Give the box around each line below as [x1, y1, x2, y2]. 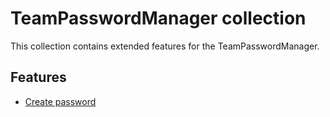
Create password [24, 95, 97, 107]
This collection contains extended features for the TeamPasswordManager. [10, 40, 320, 52]
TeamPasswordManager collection [10, 7, 307, 30]
